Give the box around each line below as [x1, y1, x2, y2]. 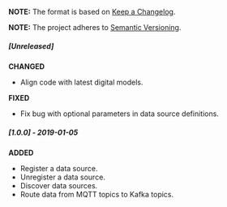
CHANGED [8, 61, 45, 71]
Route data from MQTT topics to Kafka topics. [19, 189, 174, 199]
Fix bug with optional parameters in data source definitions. [19, 109, 219, 119]
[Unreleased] [8, 41, 54, 51]
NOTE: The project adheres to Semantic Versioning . [8, 23, 182, 32]
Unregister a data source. [19, 172, 105, 182]
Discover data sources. [19, 180, 98, 190]
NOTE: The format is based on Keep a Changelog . [8, 7, 176, 16]
